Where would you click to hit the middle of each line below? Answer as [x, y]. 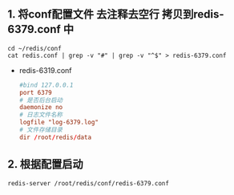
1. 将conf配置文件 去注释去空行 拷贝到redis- [116, 14]
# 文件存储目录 [41, 130]
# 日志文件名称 [41, 115]
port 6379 [36, 92]
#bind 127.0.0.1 [46, 85]
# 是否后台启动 [41, 100]
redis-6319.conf [46, 70]
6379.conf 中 [40, 29]
